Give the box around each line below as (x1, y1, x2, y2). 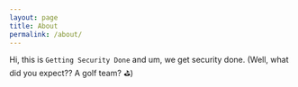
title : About (9, 22, 59, 30)
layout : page (9, 13, 59, 22)
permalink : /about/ (9, 30, 83, 39)
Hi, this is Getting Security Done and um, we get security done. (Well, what (9, 55, 290, 65)
